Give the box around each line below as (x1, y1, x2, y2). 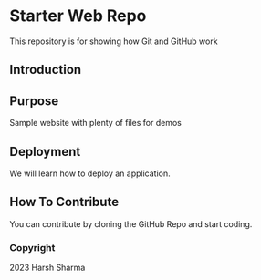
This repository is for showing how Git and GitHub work (9, 36, 218, 47)
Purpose (9, 93, 59, 109)
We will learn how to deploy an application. (9, 168, 171, 179)
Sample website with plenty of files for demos (9, 118, 183, 129)
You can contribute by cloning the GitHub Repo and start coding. (9, 218, 253, 229)
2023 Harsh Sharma (9, 262, 86, 274)
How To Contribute (9, 194, 120, 210)
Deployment (9, 143, 81, 160)
